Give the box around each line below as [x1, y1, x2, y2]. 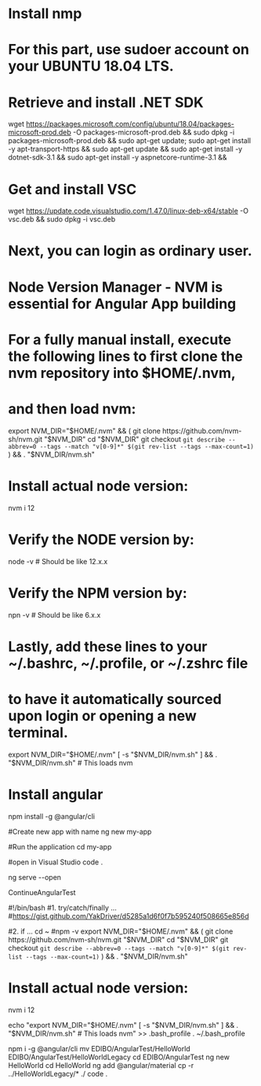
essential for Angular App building [8, 295, 237, 313]
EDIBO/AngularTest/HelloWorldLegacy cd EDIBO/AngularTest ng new [8, 1052, 230, 1062]
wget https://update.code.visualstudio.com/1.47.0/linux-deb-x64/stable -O [8, 206, 249, 216]
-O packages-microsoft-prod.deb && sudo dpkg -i [73, 127, 235, 138]
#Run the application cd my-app [8, 842, 112, 851]
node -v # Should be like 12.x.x [8, 556, 108, 566]
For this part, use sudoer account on [8, 41, 249, 59]
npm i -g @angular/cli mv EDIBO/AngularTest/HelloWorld [8, 1044, 190, 1053]
